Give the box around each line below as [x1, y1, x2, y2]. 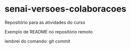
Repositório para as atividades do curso [4, 19, 86, 25]
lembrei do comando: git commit [4, 38, 70, 44]
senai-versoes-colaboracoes [4, 3, 127, 15]
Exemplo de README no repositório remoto [4, 29, 93, 34]
